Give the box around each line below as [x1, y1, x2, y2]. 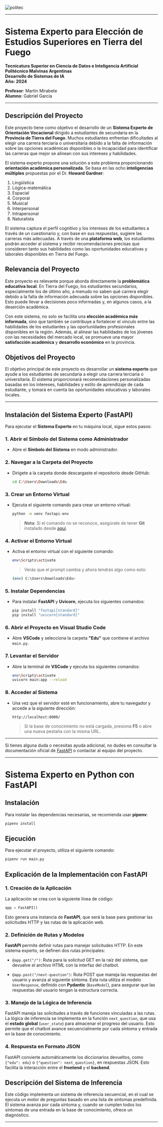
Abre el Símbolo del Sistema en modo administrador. [12, 447, 118, 452]
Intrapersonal [12, 211, 39, 216]
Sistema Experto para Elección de [5, 26, 144, 37]
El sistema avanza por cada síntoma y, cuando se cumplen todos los [5, 1102, 142, 1108]
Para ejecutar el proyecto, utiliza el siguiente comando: [5, 847, 115, 853]
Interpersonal [12, 205, 39, 211]
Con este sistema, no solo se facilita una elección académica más [5, 313, 138, 319]
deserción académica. [5, 304, 49, 310]
